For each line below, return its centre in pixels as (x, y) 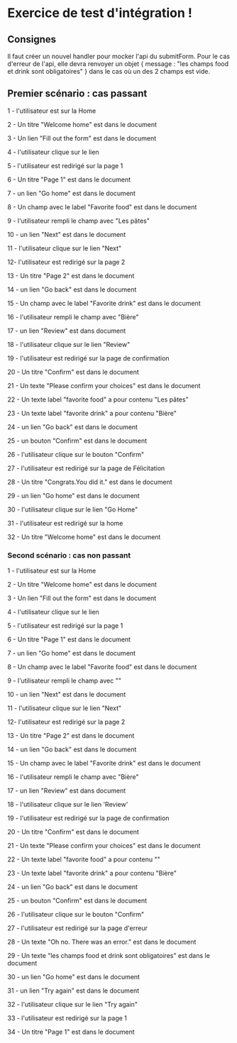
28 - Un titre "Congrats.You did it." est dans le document (90, 482)
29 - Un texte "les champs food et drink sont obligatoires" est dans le (109, 956)
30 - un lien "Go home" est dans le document (74, 977)
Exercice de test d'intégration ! (100, 13)
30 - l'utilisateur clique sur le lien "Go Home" (73, 509)
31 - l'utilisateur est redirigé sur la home (65, 523)
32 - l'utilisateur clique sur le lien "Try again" (73, 1005)
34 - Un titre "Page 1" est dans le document (71, 1032)
